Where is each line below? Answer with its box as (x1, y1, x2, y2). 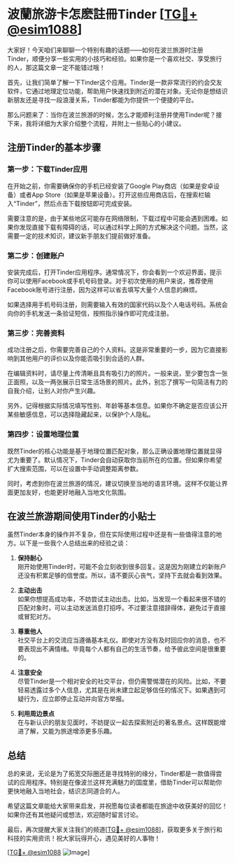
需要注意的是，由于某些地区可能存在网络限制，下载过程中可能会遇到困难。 (7, 214, 222, 223)
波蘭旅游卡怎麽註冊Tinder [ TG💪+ (7, 6, 198, 22)
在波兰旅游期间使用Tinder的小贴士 (7, 510, 157, 522)
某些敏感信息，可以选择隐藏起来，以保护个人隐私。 (7, 410, 155, 419)
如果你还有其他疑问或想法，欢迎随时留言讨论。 (7, 811, 142, 819)
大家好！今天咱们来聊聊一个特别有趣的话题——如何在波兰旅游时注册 (7, 45, 204, 54)
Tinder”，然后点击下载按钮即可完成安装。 (16, 199, 136, 207)
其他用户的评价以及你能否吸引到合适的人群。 (19, 354, 148, 363)
